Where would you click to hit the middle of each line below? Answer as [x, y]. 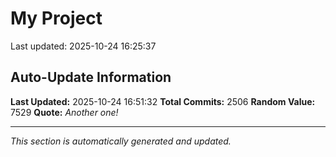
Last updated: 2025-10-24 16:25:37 [83, 46]
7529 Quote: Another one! [64, 112]
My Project [56, 18]
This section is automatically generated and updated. [121, 141]
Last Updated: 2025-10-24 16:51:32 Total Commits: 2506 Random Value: [163, 101]
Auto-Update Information [91, 77]
